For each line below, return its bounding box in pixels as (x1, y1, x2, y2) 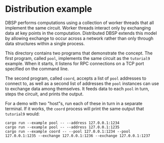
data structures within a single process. (5, 40, 85, 46)
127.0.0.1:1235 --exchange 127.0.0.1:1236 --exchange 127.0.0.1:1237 (5, 133, 151, 138)
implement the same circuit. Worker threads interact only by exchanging (5, 25, 151, 30)
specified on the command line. (5, 65, 69, 72)
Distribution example (5, 3, 92, 15)
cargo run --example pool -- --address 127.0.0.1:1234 (5, 120, 120, 125)
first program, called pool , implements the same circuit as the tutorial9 (5, 55, 150, 61)
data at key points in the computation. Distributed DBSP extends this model (5, 30, 157, 36)
